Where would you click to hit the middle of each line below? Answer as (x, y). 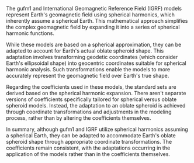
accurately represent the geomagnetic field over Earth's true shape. (88, 76)
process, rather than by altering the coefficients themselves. (79, 118)
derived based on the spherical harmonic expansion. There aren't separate (96, 93)
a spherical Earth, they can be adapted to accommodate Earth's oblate (91, 136)
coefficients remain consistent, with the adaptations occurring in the (88, 148)
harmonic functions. (30, 33)
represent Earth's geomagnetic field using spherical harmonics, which (91, 15)
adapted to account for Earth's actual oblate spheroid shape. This (85, 51)
